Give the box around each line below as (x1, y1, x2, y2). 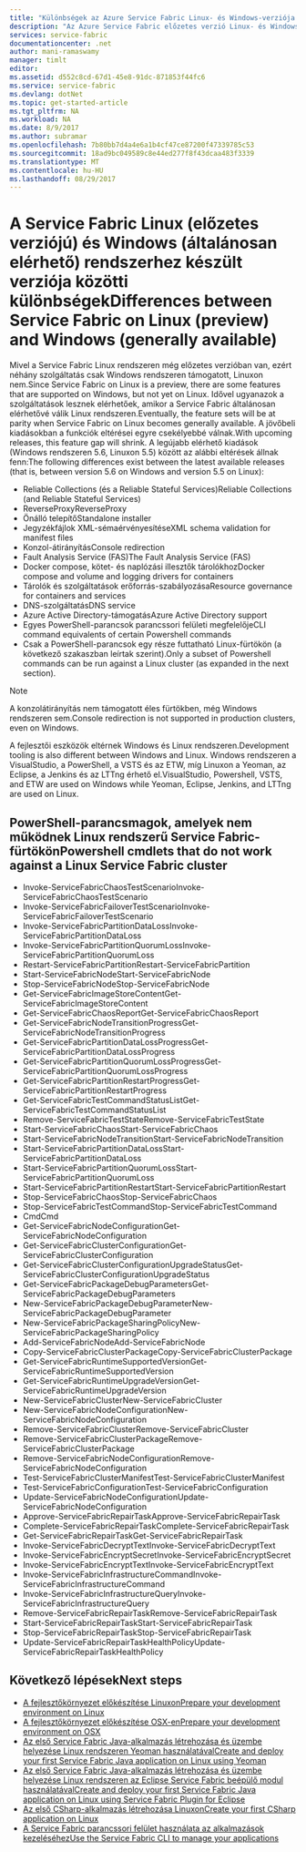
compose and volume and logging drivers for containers (22, 571, 234, 582)
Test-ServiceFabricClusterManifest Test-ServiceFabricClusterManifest (22, 1472, 285, 1483)
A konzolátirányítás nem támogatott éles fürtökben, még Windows (9, 703, 258, 714)
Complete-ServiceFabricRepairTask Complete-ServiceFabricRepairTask (22, 1520, 290, 1531)
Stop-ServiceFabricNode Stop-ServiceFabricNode (22, 978, 210, 989)
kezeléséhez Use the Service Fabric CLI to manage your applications (22, 1832, 280, 1843)
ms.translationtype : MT (9, 157, 100, 167)
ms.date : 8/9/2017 (9, 124, 79, 133)
